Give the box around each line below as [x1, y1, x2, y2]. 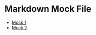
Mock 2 [11, 24, 27, 30]
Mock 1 [11, 19, 26, 25]
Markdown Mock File [4, 3, 92, 15]
